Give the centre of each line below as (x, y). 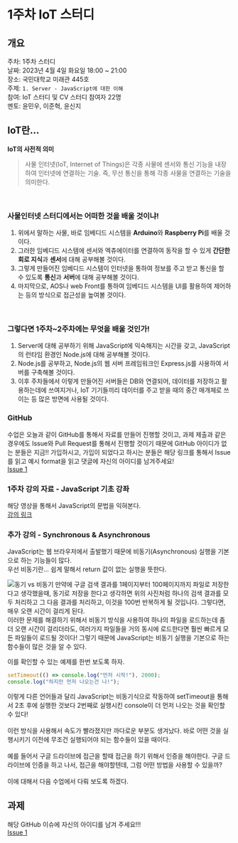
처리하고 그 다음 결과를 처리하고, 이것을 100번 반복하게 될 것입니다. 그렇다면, (120, 603)
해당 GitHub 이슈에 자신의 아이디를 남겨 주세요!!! (74, 824)
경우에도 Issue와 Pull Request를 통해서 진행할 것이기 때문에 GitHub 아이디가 (114, 443)
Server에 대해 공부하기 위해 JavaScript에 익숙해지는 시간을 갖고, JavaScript (124, 346)
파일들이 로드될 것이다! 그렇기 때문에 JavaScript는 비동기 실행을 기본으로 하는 (122, 638)
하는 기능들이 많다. (46, 561)
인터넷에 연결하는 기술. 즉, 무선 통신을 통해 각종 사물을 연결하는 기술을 (135, 173)
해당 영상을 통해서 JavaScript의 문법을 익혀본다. (74, 505)
